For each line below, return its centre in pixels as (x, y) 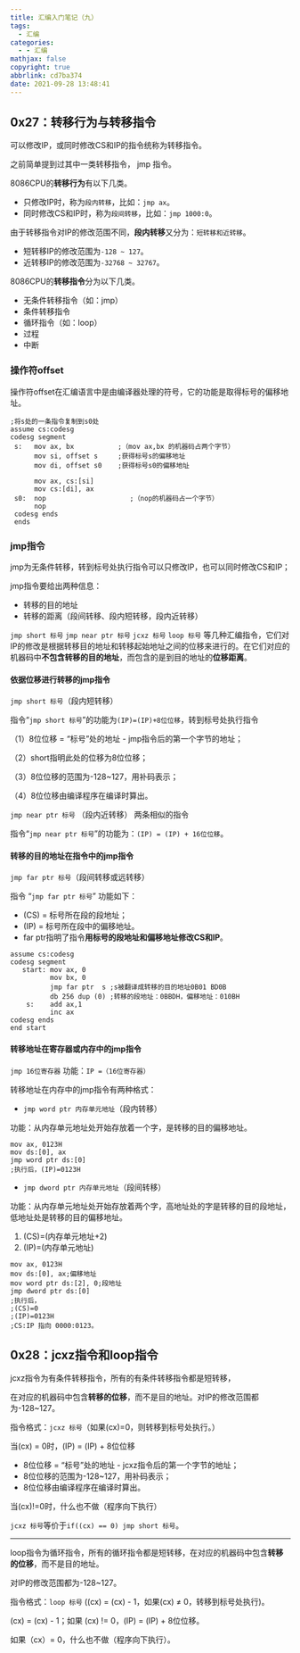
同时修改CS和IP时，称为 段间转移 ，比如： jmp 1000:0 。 (120, 213)
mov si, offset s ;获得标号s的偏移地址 (109, 456)
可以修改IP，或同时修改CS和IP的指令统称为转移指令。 (109, 145)
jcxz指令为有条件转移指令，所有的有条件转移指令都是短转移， (123, 1378)
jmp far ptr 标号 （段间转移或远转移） (80, 877)
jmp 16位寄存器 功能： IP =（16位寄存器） (80, 1070)
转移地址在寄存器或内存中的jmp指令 (76, 1049)
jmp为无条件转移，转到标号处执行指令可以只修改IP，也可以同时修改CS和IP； (150, 567)
